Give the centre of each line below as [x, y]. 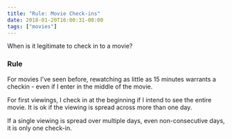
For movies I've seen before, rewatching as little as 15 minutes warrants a [111, 79]
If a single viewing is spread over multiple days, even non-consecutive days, [116, 120]
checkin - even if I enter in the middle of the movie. [80, 86]
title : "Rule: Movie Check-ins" [54, 13]
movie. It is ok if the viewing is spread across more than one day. [100, 107]
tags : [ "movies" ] [32, 26]
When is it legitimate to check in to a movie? [70, 46]
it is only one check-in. [39, 128]
